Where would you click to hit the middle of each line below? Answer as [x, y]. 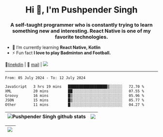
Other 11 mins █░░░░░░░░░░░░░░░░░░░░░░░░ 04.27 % [75, 105]
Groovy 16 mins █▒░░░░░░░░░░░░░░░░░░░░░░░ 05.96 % [75, 96]
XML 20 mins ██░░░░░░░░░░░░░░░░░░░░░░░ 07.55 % [75, 91]
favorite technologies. [81, 37]
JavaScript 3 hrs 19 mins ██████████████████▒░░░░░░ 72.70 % [75, 87]
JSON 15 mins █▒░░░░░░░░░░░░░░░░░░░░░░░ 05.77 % [75, 100]
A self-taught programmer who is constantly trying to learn [81, 25]
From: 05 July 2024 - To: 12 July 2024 [45, 78]
